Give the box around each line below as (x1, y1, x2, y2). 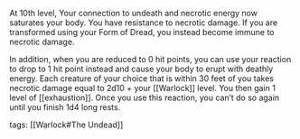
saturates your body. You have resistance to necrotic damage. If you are (9, 17, 278, 28)
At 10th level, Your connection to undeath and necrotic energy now (9, 8, 258, 18)
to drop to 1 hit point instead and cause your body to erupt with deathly (9, 63, 274, 74)
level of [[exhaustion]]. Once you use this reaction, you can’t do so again (9, 92, 280, 103)
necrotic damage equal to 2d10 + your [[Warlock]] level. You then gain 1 (9, 83, 276, 93)
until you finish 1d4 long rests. (9, 102, 121, 112)
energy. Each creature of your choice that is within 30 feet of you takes (9, 73, 274, 84)
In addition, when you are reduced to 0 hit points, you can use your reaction (9, 54, 292, 64)
